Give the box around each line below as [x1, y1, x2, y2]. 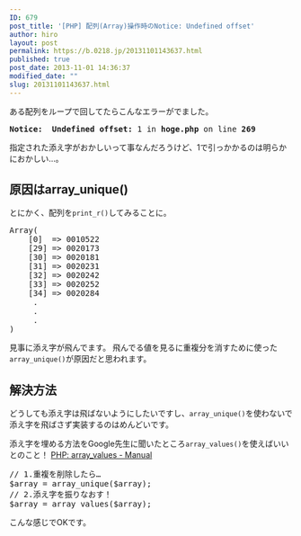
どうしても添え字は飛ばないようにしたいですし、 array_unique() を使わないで [9, 408, 294, 419]
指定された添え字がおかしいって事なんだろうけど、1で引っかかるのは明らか [9, 141, 288, 153]
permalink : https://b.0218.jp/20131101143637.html [9, 47, 203, 56]
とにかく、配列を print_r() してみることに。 [9, 208, 173, 219]
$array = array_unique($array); [9, 478, 152, 489]
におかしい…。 [9, 153, 65, 164]
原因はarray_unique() [9, 182, 128, 198]
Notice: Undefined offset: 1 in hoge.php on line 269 [9, 123, 256, 134]
